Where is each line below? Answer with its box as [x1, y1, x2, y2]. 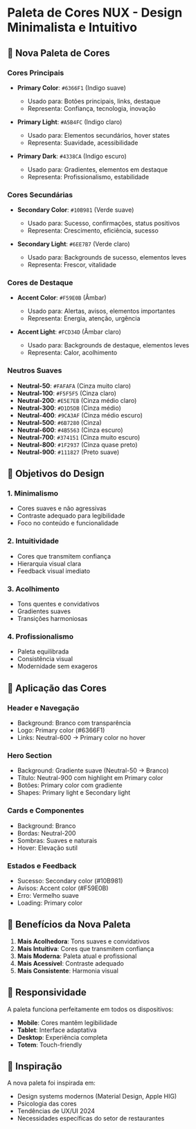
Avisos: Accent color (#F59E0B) [17, 884, 109, 892]
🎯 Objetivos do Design [7, 468, 105, 480]
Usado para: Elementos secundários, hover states [27, 131, 170, 139]
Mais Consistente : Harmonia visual [17, 966, 119, 975]
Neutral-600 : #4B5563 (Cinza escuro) [17, 426, 123, 434]
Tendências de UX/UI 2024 [17, 1107, 96, 1115]
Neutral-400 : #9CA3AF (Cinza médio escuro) [17, 410, 143, 419]
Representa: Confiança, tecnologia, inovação [27, 104, 156, 112]
